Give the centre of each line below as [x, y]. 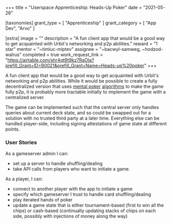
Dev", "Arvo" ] [20, 28]
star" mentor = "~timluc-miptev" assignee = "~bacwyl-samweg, [73, 49]
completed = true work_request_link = [63, 54]
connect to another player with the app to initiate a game [72, 189]
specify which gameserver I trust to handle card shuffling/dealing [82, 194]
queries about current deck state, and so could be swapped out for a [78, 113]
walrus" [14, 54]
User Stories [21, 142]
